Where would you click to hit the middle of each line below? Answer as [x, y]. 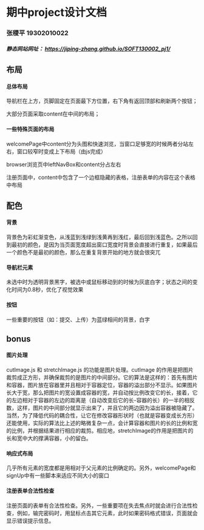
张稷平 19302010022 [37, 33]
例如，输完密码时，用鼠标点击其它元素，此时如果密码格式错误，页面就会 [107, 513]
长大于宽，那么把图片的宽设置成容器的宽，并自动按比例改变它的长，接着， [99, 392]
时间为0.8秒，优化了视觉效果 [47, 290]
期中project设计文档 [57, 12]
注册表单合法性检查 [30, 490]
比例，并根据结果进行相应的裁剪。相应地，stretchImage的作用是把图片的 [102, 431]
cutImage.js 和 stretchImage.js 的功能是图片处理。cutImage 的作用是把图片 [100, 370]
